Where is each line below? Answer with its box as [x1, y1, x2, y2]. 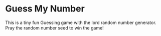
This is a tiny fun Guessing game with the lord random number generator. [5, 19, 156, 25]
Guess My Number [5, 3, 85, 14]
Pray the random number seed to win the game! [5, 24, 104, 30]
